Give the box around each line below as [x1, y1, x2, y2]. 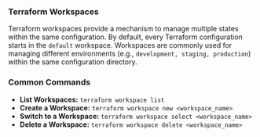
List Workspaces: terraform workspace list [19, 95, 165, 104]
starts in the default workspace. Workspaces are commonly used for [8, 41, 233, 50]
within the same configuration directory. [8, 57, 137, 67]
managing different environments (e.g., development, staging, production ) [8, 49, 251, 59]
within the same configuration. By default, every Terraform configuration [8, 32, 244, 41]
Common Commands [8, 77, 91, 88]
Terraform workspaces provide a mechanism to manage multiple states [8, 24, 239, 34]
